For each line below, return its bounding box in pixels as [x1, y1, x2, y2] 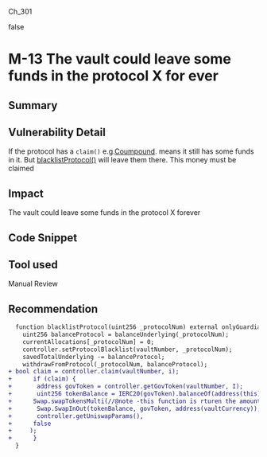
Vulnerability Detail [8, 125, 106, 139]
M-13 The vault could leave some [8, 50, 232, 68]
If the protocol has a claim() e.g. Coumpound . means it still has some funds [8, 146, 254, 156]
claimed [8, 163, 34, 174]
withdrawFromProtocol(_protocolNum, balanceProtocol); [22, 360, 208, 369]
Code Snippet [8, 231, 78, 244]
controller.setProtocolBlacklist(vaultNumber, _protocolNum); [22, 346, 233, 353]
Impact [8, 186, 44, 200]
